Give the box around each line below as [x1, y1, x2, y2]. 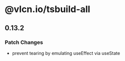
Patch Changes [5, 39, 44, 46]
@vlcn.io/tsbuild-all [5, 4, 91, 15]
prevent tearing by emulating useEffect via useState [12, 50, 120, 56]
